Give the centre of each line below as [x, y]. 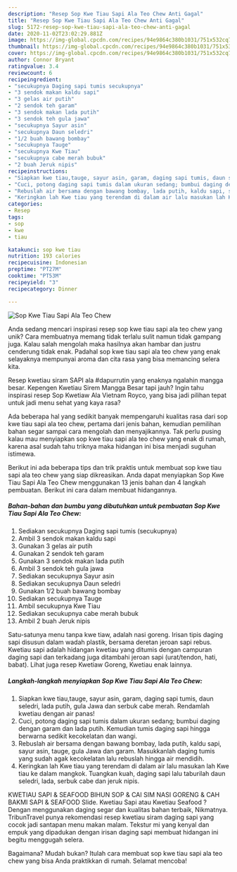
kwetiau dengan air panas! [57, 714]
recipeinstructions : [38, 171]
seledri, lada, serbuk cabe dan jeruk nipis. [79, 781]
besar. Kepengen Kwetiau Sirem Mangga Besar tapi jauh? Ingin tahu [106, 387]
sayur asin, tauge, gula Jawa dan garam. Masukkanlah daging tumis [116, 751]
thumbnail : [24, 47]
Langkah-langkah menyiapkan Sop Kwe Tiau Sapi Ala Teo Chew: [105, 681]
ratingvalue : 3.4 [33, 66]
